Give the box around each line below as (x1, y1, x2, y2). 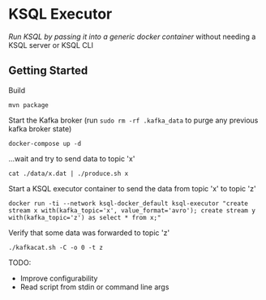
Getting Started (8, 64, 88, 78)
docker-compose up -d (8, 139, 82, 148)
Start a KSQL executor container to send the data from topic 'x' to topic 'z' (8, 183, 257, 193)
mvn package (8, 101, 49, 109)
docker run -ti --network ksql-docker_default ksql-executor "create (8, 199, 249, 208)
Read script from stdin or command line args (19, 281, 169, 292)
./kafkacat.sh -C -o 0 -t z (8, 243, 104, 251)
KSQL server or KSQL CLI (8, 40, 94, 49)
